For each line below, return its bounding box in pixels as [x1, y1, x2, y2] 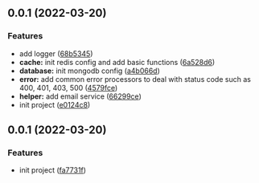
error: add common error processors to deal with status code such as [18, 74, 251, 83]
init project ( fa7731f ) [18, 165, 86, 175]
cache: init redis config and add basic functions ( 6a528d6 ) [18, 57, 216, 67]
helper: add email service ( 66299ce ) [18, 91, 142, 101]
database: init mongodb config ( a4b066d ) [18, 66, 160, 75]
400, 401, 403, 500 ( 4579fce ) [18, 83, 118, 92]
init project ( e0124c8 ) [18, 100, 91, 109]
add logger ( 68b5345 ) [18, 48, 93, 59]
